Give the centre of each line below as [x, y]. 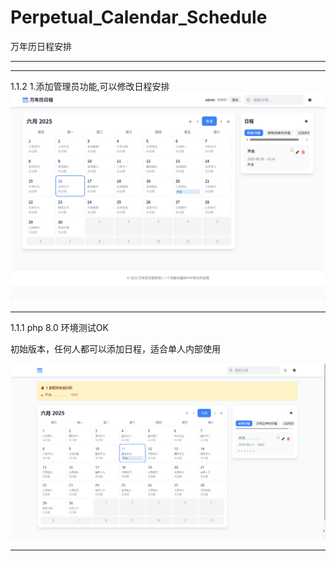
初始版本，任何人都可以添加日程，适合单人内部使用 [115, 348]
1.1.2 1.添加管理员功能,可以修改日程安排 [90, 86]
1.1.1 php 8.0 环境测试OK [59, 327]
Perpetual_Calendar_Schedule [139, 17]
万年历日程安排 [41, 46]
